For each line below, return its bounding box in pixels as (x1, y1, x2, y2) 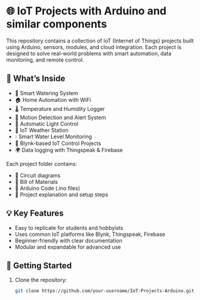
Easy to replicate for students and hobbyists (14, 224, 124, 231)
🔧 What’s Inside (6, 74, 66, 84)
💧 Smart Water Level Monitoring (14, 133, 93, 140)
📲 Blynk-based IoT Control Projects (14, 140, 101, 147)
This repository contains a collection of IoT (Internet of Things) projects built (6, 37, 194, 44)
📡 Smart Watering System (14, 89, 79, 96)
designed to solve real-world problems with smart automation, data (6, 50, 172, 57)
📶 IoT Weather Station (14, 126, 69, 134)
